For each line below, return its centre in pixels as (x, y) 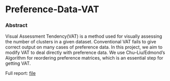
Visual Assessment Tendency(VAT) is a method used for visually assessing (84, 36)
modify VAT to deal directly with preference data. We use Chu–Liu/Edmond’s (85, 52)
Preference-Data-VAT (52, 9)
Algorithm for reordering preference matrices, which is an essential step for (84, 58)
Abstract (17, 25)
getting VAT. (18, 63)
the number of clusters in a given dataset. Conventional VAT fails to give (81, 42)
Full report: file (21, 73)
